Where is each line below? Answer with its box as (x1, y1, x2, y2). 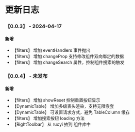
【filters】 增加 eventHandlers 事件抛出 (12, 47, 91, 53)
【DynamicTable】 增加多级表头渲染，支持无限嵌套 (12, 103, 114, 109)
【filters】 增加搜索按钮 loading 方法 (12, 116, 85, 121)
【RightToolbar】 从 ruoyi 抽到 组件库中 (12, 121, 91, 127)
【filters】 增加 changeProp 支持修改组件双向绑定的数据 (12, 54, 124, 59)
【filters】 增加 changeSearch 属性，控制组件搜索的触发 (12, 59, 125, 65)
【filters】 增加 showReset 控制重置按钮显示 (12, 97, 101, 103)
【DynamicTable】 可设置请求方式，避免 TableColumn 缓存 (12, 109, 130, 115)
